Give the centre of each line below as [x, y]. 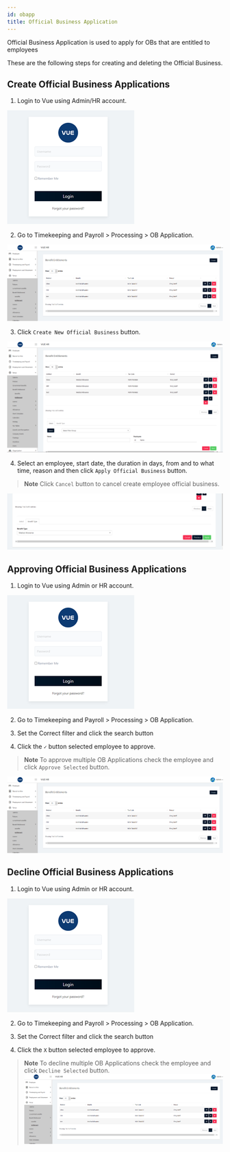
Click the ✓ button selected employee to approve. [86, 746]
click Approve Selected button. [67, 767]
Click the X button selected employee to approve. [86, 1050]
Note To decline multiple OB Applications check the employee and [117, 1063]
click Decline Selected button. [67, 1070]
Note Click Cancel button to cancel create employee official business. [122, 484]
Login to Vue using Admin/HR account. [72, 101]
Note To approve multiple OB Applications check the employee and [119, 759]
